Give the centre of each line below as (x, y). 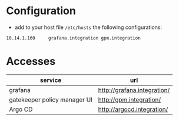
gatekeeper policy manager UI (51, 100)
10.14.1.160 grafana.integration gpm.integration (74, 38)
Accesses (31, 62)
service (51, 80)
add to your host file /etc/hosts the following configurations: (88, 27)
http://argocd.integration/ (133, 109)
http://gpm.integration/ (130, 100)
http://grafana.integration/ (134, 90)
